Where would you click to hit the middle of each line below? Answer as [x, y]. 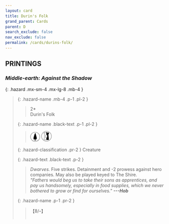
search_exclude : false [29, 32]
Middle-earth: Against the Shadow [49, 78]
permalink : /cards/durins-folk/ [39, 43]
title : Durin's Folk [27, 16]
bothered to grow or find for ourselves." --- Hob [79, 191]
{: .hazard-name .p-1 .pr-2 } [46, 200]
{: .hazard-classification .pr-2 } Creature [59, 150]
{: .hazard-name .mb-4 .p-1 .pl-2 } [53, 99]
